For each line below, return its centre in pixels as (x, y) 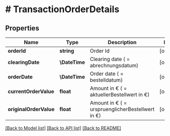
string (67, 51)
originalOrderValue (31, 109)
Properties (22, 28)
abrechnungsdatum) (114, 65)
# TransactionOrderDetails (62, 9)
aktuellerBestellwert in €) (120, 95)
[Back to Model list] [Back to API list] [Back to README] (63, 128)
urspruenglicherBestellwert (122, 109)
